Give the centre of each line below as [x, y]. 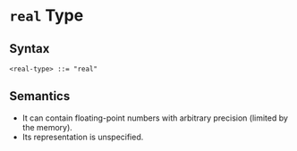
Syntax [30, 49]
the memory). [47, 127]
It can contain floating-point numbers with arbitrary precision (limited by [155, 118]
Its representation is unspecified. [83, 137]
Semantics [40, 96]
